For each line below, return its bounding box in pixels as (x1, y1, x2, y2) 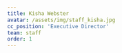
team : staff (7, 29, 41, 36)
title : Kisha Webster (7, 10, 70, 17)
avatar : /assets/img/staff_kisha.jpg (7, 17, 116, 23)
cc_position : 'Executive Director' (7, 23, 110, 30)
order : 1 (7, 36, 32, 43)
